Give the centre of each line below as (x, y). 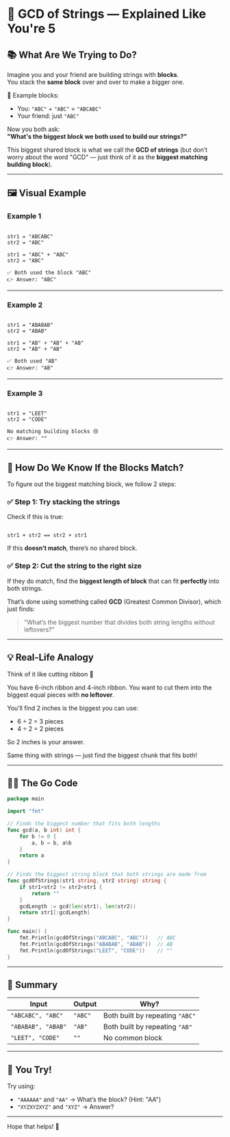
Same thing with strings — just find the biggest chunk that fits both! (102, 755)
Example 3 (25, 393)
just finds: (21, 609)
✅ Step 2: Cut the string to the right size (75, 566)
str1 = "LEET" (27, 414)
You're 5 (31, 28)
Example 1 (24, 216)
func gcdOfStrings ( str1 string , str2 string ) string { (87, 881)
